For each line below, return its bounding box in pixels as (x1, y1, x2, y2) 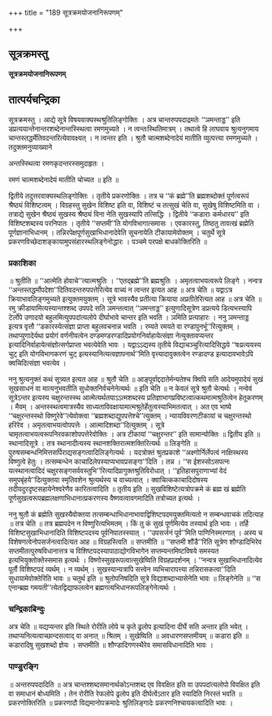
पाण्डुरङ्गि (8, 661, 39, 672)
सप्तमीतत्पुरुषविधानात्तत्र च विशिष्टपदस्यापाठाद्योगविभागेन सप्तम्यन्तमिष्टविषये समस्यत (8, 545, 219, 556)
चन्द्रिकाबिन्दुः (8, 603, 45, 614)
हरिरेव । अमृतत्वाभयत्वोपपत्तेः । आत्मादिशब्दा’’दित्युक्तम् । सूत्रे (8, 419, 165, 430)
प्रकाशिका (8, 257, 37, 268)
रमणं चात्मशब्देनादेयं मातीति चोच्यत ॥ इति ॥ (8, 175, 119, 184)
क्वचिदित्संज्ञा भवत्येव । (8, 358, 67, 367)
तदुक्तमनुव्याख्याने (8, 142, 53, 152)
